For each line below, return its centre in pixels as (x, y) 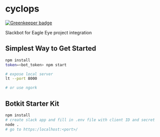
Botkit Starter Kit (32, 103)
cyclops (22, 9)
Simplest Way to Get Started (51, 49)
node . (12, 124)
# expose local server (29, 74)
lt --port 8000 (21, 79)
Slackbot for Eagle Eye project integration (49, 32)
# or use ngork (21, 88)
